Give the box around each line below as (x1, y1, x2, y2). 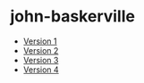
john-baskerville (10, 6, 135, 27)
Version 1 (22, 36, 57, 46)
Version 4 (22, 64, 59, 75)
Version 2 (22, 45, 59, 55)
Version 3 (22, 54, 59, 65)
